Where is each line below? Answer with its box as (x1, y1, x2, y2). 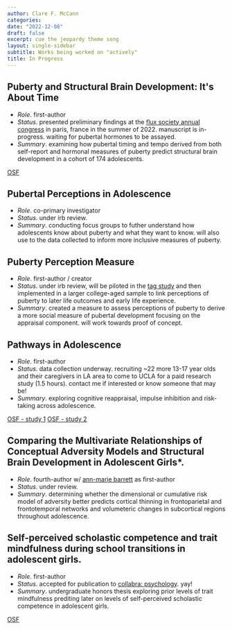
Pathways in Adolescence (7, 339, 122, 350)
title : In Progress (7, 56, 64, 62)
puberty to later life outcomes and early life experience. (17, 296, 177, 305)
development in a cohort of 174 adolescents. (17, 154, 144, 163)
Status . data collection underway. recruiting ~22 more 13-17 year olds (17, 365, 216, 373)
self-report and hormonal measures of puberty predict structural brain (17, 147, 218, 155)
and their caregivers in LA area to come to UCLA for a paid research (17, 372, 211, 380)
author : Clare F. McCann (7, 10, 79, 17)
